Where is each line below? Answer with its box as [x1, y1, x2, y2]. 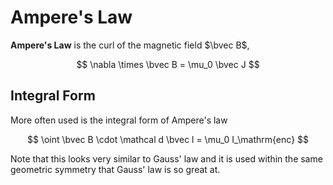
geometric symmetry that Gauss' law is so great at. [10, 163, 221, 175]
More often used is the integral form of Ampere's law [10, 114, 228, 126]
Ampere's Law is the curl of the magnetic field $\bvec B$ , [10, 39, 250, 51]
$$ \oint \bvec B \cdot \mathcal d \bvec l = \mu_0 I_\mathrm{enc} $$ [26, 133, 310, 145]
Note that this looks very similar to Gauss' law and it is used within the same [10, 152, 323, 165]
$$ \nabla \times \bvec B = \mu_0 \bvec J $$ [76, 58, 260, 70]
